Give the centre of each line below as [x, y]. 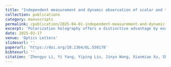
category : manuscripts [29, 19]
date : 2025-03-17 [24, 33]
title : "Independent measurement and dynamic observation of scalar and [84, 10]
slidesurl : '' [20, 43]
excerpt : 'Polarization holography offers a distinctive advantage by [82, 29]
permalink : [17, 24]
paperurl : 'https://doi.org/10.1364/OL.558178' [57, 47]
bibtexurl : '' [20, 52]
